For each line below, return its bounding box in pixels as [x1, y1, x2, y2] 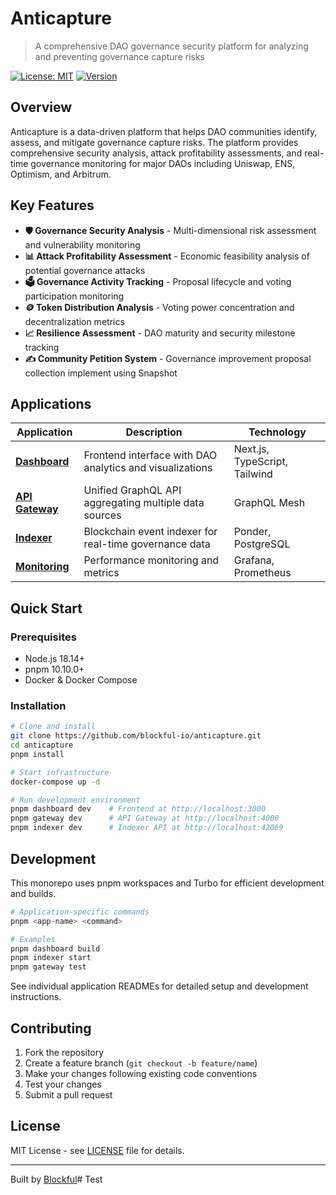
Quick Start [10, 600, 83, 617]
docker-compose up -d [10, 777, 101, 787]
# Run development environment [10, 795, 141, 805]
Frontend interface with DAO [83, 448, 218, 462]
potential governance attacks [24, 264, 146, 276]
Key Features [10, 197, 95, 214]
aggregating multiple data [83, 496, 205, 510]
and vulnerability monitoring [24, 238, 141, 251]
